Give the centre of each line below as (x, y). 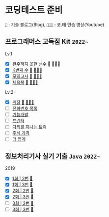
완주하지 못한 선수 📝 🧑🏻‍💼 (36, 64)
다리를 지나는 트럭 (29, 127)
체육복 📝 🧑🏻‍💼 (25, 82)
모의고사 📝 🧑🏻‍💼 (27, 76)
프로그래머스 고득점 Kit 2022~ (47, 41)
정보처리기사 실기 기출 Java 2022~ (53, 156)
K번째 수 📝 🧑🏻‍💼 (27, 70)
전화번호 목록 (25, 108)
